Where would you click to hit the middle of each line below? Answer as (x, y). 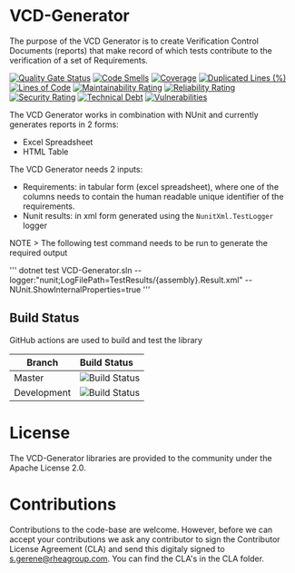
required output (39, 252)
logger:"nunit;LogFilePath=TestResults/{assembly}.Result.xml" (126, 280)
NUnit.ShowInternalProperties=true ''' (80, 289)
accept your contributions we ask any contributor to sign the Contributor (145, 539)
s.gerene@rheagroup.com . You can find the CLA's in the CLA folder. (137, 558)
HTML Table (45, 152)
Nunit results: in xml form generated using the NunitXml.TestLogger (148, 215)
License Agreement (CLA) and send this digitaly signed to (117, 548)
